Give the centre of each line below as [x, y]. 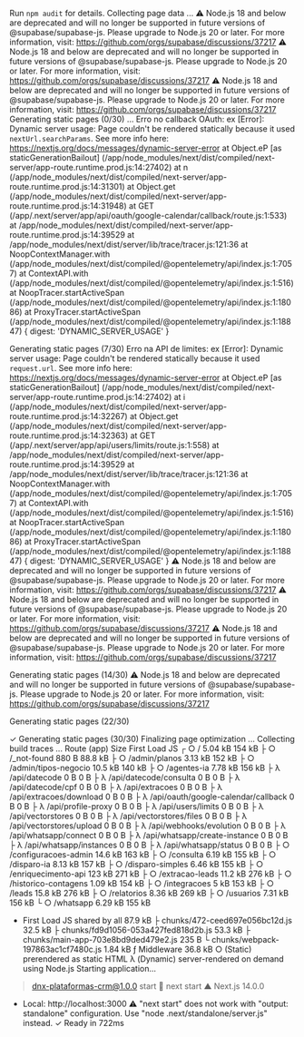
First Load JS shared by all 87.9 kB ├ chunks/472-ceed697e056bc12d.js [157, 920]
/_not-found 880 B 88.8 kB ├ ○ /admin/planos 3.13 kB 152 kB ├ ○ [132, 758]
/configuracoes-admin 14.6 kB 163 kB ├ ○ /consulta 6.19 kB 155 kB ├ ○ [143, 855]
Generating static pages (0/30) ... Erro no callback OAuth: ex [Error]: [137, 119]
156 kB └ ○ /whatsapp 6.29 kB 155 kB [80, 903]
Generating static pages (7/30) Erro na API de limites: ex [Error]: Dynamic [147, 349]
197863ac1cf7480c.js [62, 949]
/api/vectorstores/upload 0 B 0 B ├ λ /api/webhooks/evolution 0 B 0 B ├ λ [148, 826]
